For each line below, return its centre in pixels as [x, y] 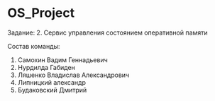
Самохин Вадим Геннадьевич [62, 60]
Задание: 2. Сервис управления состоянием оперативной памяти [107, 32]
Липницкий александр [52, 82]
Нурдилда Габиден [46, 67]
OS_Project [41, 13]
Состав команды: [34, 46]
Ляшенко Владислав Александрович [73, 75]
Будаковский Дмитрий [52, 90]
